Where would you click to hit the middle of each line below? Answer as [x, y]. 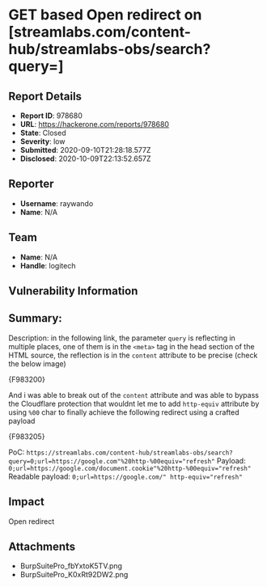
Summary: [35, 318]
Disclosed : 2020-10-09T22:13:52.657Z [85, 158]
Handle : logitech [48, 265]
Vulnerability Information [73, 291]
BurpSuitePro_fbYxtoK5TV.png [71, 566]
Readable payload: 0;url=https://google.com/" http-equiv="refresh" [125, 476]
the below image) [37, 363]
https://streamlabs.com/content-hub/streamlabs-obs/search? [129, 453]
